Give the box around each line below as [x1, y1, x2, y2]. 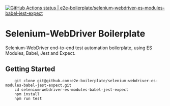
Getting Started [5, 65, 55, 74]
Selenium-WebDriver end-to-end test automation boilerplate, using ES [5, 45, 153, 51]
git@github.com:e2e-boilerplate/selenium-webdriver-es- [37, 78, 158, 83]
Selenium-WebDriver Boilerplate [5, 28, 146, 40]
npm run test [14, 96, 42, 101]
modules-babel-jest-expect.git [5, 83, 72, 88]
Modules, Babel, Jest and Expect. [5, 50, 76, 56]
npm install [14, 91, 40, 96]
